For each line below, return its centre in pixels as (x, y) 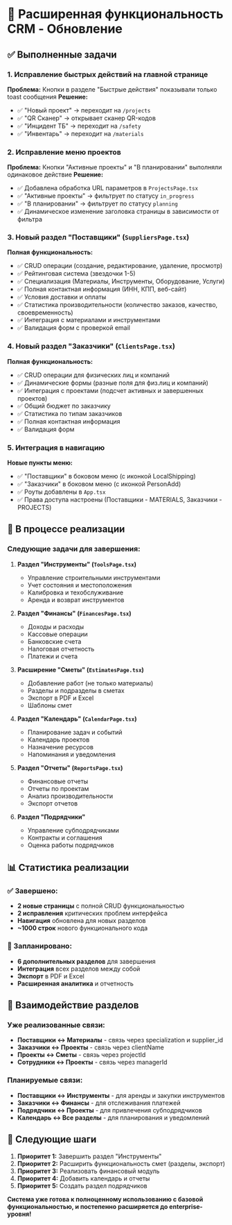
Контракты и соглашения (65, 837)
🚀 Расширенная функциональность (115, 14)
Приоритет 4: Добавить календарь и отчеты (83, 1178)
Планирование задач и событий (75, 732)
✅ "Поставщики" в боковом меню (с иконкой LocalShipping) (106, 476)
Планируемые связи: (45, 1081)
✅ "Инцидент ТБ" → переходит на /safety (79, 126)
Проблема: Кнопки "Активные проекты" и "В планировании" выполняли (115, 167)
